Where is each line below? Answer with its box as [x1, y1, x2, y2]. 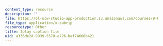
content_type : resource [5, 7, 53, 12]
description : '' [5, 11, 38, 16]
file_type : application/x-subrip [5, 20, 73, 25]
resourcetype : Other [5, 25, 47, 30]
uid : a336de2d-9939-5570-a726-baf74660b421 [5, 34, 95, 39]
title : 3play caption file [5, 29, 60, 34]
